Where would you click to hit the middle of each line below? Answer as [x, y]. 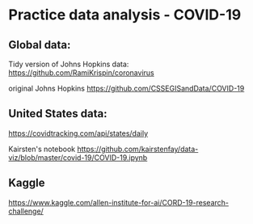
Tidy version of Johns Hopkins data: [69, 64]
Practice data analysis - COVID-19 [125, 15]
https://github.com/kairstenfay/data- [137, 149]
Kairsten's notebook [42, 149]
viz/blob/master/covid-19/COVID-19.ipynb [78, 157]
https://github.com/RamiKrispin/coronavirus [82, 73]
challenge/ [26, 211]
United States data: [58, 114]
